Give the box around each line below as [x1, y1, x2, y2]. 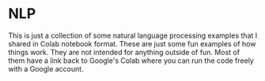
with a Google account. [8, 64, 85, 73]
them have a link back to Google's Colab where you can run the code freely [8, 56, 255, 65]
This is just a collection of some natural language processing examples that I [8, 31, 258, 40]
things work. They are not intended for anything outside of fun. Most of [8, 47, 240, 57]
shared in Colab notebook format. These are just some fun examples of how [8, 39, 256, 48]
